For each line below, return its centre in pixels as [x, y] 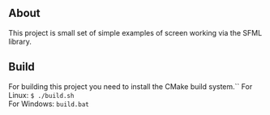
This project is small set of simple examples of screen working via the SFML [135, 32]
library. [20, 41]
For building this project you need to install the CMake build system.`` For [131, 86]
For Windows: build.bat [49, 104]
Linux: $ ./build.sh [41, 95]
